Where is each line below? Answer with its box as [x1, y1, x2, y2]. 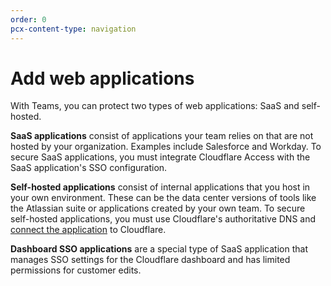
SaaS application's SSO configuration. [10, 162, 168, 174]
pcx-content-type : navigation [10, 24, 137, 34]
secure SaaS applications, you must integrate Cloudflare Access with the [10, 151, 311, 163]
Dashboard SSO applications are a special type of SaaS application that [10, 243, 308, 255]
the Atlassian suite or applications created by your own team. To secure [10, 202, 306, 215]
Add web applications [10, 67, 195, 90]
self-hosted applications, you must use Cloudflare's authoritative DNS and [10, 213, 317, 225]
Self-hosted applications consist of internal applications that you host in [10, 181, 311, 193]
